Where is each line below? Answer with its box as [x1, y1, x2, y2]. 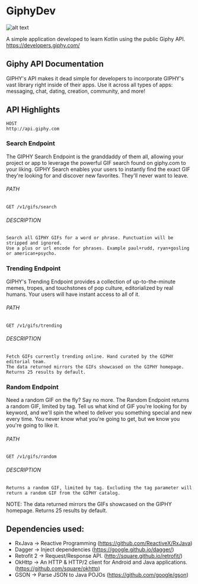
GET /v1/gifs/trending [6, 323, 62, 329]
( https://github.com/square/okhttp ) [14, 565, 101, 572]
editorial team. [6, 358, 46, 364]
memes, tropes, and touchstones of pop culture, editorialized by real [6, 284, 174, 291]
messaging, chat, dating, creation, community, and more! [6, 88, 146, 95]
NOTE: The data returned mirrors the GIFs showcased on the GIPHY [6, 500, 172, 507]
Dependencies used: [6, 524, 85, 534]
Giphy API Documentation [6, 59, 104, 69]
